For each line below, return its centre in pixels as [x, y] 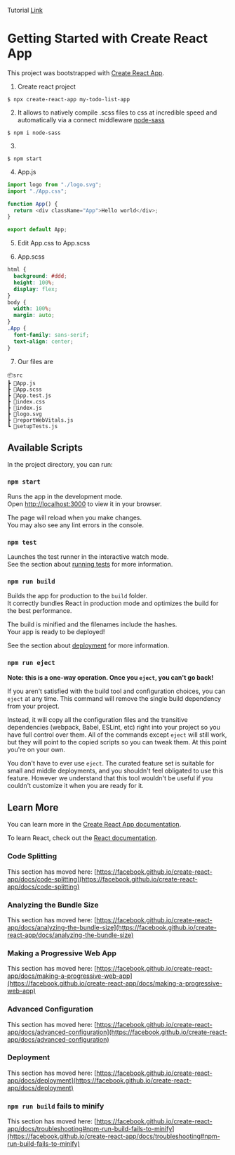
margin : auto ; [34, 316]
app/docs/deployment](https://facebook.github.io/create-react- [99, 1080]
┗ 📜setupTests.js [33, 426]
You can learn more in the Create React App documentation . [94, 825]
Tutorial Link [25, 10]
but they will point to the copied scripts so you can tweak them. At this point [117, 742]
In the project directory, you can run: [60, 465]
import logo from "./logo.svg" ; [54, 185]
